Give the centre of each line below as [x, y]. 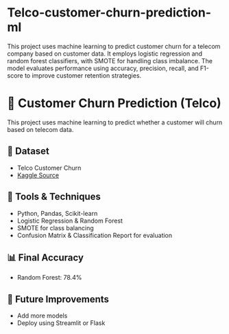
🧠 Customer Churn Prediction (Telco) [114, 103]
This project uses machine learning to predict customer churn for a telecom [114, 46]
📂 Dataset [28, 152]
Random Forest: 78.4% [49, 278]
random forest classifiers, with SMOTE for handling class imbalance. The [110, 60]
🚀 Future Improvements [58, 299]
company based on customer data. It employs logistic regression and [105, 54]
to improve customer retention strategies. [83, 75]
